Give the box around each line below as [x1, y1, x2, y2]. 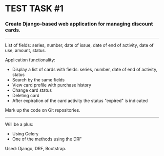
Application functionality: [5, 57, 55, 63]
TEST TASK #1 [5, 3, 64, 14]
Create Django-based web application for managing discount [5, 21, 153, 27]
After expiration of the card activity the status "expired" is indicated [12, 98, 148, 104]
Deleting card [12, 93, 40, 99]
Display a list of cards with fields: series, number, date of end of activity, [12, 67, 158, 73]
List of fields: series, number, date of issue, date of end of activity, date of [5, 42, 154, 48]
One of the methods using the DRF [12, 136, 82, 142]
